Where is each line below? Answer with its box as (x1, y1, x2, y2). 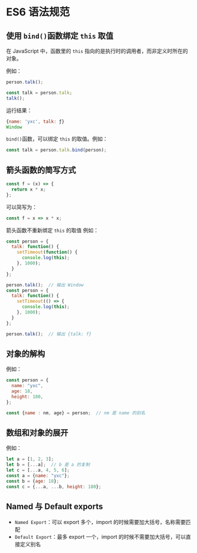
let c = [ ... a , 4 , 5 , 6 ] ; (6, 467, 70, 473)
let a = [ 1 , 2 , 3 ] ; (6, 456, 54, 462)
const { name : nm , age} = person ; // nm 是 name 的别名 (6, 410, 146, 416)
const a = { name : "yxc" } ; (6, 473, 70, 479)
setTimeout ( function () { (17, 249, 78, 256)
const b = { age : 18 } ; (6, 478, 60, 484)
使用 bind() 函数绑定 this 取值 (6, 31, 114, 41)
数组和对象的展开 (6, 428, 68, 438)
